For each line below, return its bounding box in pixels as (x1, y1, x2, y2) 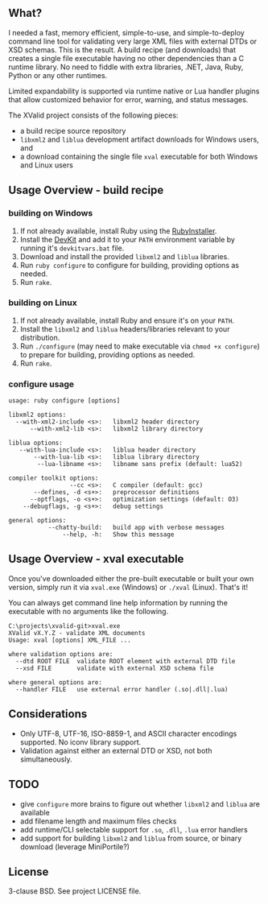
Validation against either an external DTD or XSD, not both (19, 745, 212, 755)
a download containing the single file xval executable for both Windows (19, 151, 258, 161)
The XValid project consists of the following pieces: (8, 110, 179, 120)
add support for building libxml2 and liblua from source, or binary (19, 833, 242, 843)
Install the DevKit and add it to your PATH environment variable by (19, 234, 236, 244)
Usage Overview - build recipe (8, 184, 164, 197)
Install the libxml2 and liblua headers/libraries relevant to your (19, 324, 230, 333)
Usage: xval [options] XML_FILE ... (8, 636, 131, 644)
